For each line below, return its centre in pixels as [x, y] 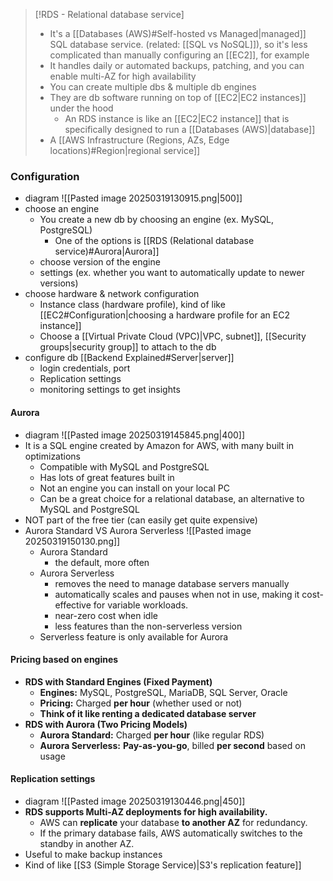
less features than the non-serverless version [148, 626]
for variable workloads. [141, 605]
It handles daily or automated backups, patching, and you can [177, 65]
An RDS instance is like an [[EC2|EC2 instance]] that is [177, 118]
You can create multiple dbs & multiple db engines [153, 87]
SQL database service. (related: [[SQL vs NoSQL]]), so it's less [178, 44]
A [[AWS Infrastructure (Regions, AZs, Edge [139, 140]
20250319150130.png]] [72, 541]
